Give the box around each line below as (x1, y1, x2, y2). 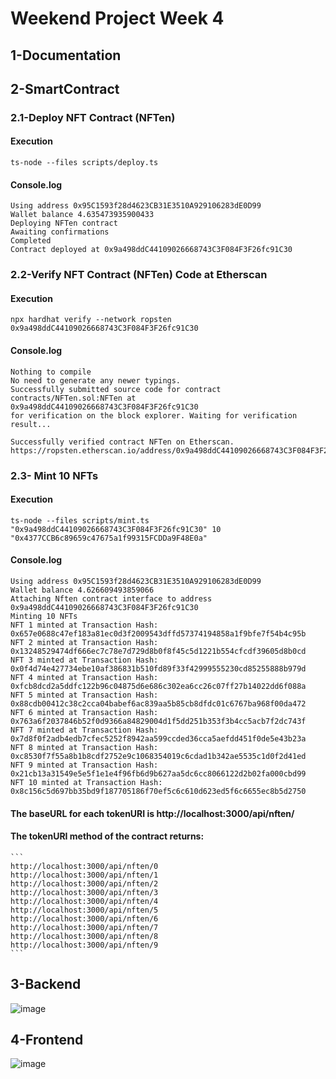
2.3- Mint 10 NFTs (10, 468, 99, 482)
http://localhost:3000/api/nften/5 (10, 905, 159, 915)
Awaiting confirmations (10, 227, 110, 237)
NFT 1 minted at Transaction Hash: (10, 620, 159, 630)
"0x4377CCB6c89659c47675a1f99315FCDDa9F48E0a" (10, 533, 208, 543)
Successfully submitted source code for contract (10, 384, 222, 394)
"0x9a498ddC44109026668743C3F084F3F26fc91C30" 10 (10, 524, 222, 534)
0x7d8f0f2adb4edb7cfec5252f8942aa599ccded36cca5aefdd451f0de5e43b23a (10, 733, 307, 744)
